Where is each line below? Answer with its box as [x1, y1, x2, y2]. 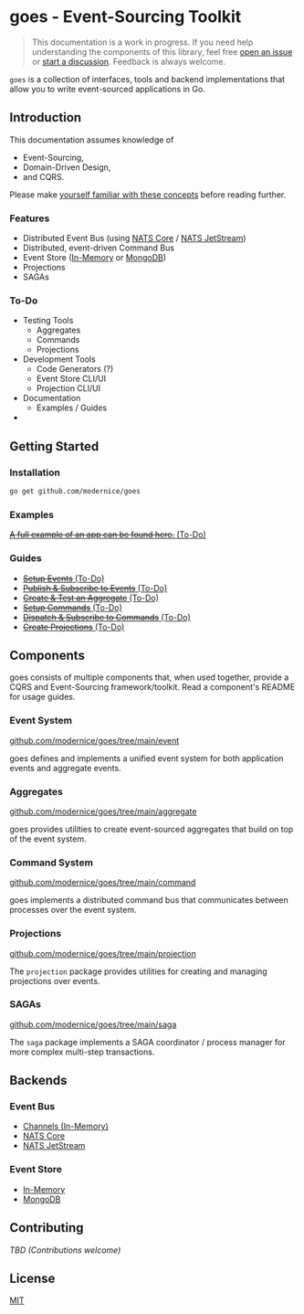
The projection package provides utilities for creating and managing [9, 966, 267, 977]
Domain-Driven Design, [22, 162, 111, 173]
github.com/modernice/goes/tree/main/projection [9, 948, 196, 959]
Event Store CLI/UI [36, 373, 107, 385]
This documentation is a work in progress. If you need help [31, 37, 254, 48]
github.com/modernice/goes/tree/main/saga [9, 1019, 177, 1030]
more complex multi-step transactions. [9, 1046, 155, 1057]
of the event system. [9, 833, 87, 844]
